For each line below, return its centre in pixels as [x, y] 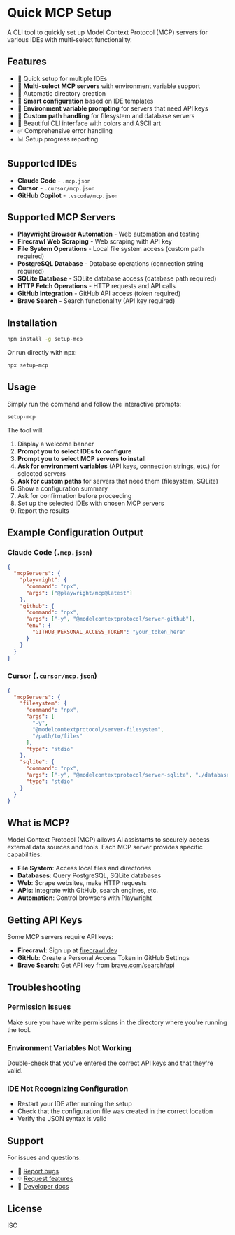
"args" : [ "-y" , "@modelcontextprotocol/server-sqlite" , [109, 775]
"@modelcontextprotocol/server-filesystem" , [98, 729]
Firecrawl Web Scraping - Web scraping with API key [95, 241]
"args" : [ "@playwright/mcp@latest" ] [79, 593]
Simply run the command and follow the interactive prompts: [94, 404]
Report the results [43, 510]
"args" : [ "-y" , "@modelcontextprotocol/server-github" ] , [111, 619]
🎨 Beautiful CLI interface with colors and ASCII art [89, 123]
